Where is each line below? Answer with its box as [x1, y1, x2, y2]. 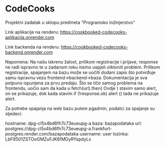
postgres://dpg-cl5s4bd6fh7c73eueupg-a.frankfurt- [5, 125, 112, 132]
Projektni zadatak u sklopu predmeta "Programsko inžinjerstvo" [5, 19, 135, 25]
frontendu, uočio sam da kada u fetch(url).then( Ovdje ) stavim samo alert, [5, 85, 158, 91]
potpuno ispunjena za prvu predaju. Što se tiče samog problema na [5, 80, 143, 86]
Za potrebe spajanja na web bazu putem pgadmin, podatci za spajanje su [5, 105, 155, 111]
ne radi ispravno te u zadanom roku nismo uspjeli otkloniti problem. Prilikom [5, 64, 161, 70]
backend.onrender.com [5, 49, 53, 55]
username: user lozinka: [79, 131, 129, 137]
